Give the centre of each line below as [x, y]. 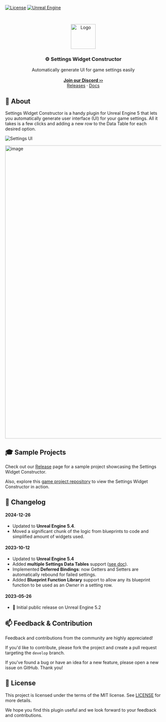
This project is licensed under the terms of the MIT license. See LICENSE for [83, 695]
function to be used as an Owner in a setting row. [62, 585]
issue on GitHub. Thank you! [34, 668]
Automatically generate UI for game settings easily [83, 70]
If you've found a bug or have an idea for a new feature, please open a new [82, 662]
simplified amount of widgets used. [48, 536]
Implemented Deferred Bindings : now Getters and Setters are [75, 569]
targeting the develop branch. [35, 653]
